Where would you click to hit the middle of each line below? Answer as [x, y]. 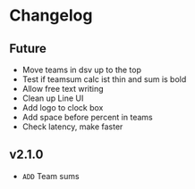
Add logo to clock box [63, 107]
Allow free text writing [63, 89]
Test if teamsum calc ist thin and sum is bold [104, 79]
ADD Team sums [51, 176]
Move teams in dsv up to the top [81, 70]
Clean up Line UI [53, 98]
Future [28, 49]
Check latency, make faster [72, 127]
